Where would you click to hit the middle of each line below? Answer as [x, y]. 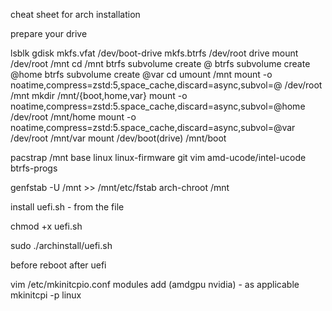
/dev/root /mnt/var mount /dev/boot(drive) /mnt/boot [118, 138]
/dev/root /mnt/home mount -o [73, 117]
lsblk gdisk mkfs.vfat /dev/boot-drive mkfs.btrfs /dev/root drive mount [154, 53]
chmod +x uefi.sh [46, 226]
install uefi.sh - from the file [67, 207]
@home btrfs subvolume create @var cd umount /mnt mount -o [141, 74]
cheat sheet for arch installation [75, 14]
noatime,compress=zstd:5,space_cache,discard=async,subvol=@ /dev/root [166, 85]
